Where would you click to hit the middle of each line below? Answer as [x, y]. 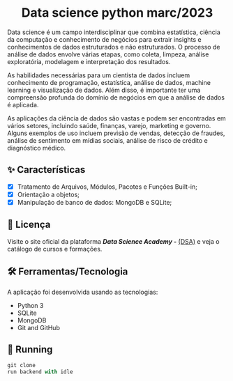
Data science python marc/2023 [117, 13]
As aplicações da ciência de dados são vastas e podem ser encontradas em [117, 118]
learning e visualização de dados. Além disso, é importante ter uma [104, 90]
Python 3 [30, 305]
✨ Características [46, 170]
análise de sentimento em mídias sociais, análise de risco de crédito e [107, 140]
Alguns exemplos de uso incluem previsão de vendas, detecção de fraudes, [116, 133]
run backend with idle [40, 372]
